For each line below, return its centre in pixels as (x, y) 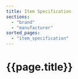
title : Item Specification (39, 11)
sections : (18, 17)
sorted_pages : (23, 33)
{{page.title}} (39, 67)
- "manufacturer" (32, 28)
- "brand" (23, 22)
